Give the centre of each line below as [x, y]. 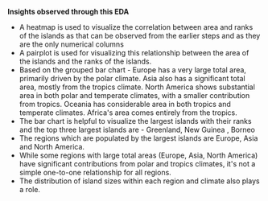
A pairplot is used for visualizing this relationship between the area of [134, 53]
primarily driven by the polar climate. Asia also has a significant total [132, 78]
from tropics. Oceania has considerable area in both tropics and [125, 104]
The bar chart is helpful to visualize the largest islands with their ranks [135, 121]
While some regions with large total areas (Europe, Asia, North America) [138, 155]
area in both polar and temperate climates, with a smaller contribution [134, 95]
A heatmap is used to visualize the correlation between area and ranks [136, 27]
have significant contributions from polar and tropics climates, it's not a [137, 164]
